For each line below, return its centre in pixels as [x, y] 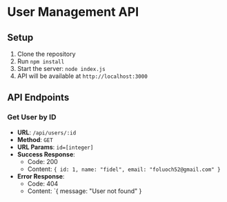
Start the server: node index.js [61, 69]
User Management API [73, 12]
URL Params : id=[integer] [55, 147]
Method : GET [35, 139]
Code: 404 [43, 183]
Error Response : [41, 176]
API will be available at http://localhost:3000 [82, 76]
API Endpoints [38, 98]
